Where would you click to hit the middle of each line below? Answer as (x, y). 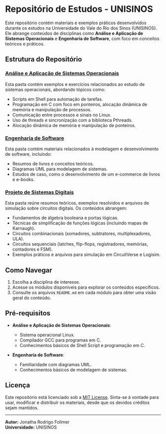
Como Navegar (29, 270)
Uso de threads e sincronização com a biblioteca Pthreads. (72, 120)
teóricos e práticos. (25, 43)
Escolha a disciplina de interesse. (46, 282)
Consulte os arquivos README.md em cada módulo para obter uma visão (84, 293)
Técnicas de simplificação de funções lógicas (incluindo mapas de (80, 223)
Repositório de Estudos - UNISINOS (79, 9)
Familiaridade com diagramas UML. (56, 364)
